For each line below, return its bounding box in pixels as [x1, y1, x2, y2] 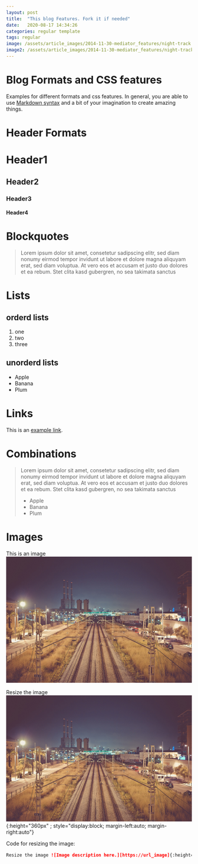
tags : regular [6, 34, 41, 41]
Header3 [6, 194, 32, 202]
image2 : [6, 47, 25, 53]
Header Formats [6, 126, 87, 139]
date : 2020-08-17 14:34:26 [6, 22, 78, 28]
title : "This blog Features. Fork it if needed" [6, 15, 131, 22]
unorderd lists [6, 358, 59, 368]
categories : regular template [6, 28, 81, 34]
